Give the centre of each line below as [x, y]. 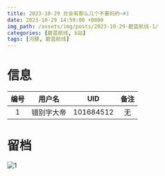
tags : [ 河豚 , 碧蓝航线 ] [38, 39]
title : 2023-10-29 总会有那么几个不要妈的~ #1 [68, 13]
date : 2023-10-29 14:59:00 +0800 [55, 20]
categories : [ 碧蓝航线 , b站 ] [47, 33]
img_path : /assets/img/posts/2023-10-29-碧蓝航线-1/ [83, 26]
